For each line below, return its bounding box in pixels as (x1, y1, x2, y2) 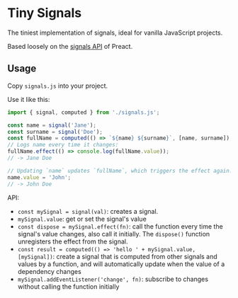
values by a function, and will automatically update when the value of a (17, 260, 225, 268)
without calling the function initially (17, 282, 120, 291)
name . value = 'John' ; (7, 173, 72, 181)
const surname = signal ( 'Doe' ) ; (7, 128, 103, 135)
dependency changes (17, 267, 81, 275)
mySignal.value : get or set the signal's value (17, 214, 147, 223)
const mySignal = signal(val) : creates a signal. (17, 207, 159, 215)
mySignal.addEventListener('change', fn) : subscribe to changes (17, 275, 209, 283)
